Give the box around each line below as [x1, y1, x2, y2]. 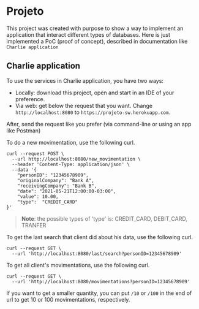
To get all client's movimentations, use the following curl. [6, 261, 150, 269]
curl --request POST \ [6, 150, 64, 157]
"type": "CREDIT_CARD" [17, 199, 78, 205]
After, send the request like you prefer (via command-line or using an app [6, 120, 192, 128]
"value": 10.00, [17, 193, 59, 200]
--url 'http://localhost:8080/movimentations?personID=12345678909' [12, 278, 190, 284]
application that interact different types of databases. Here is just [6, 31, 170, 38]
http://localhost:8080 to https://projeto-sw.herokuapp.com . [15, 109, 170, 116]
